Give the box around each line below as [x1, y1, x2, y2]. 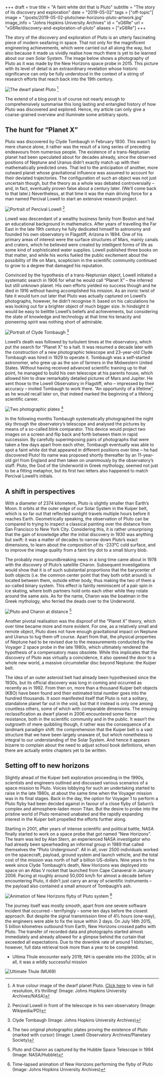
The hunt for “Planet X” [5, 126, 78, 134]
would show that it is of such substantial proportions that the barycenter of [5, 567, 155, 573]
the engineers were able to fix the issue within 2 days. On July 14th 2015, [5, 918, 152, 924]
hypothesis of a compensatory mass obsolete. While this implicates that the [5, 649, 157, 655]
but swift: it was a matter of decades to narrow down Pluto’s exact [5, 537, 138, 543]
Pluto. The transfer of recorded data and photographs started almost [5, 929, 143, 935]
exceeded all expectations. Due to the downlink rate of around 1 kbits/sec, [5, 939, 154, 945]
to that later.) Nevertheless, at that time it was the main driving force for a [5, 191, 152, 196]
